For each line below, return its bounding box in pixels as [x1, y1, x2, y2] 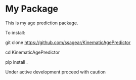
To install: [5, 29, 25, 35]
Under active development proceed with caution [5, 69, 106, 75]
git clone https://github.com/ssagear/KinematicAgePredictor [5, 39, 131, 46]
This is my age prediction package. [5, 20, 78, 26]
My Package [5, 3, 59, 15]
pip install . [5, 59, 28, 65]
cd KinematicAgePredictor [5, 49, 60, 55]
